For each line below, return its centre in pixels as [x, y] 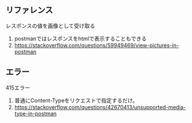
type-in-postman [36, 113]
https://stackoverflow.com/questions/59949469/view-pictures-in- [97, 45]
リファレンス [29, 10]
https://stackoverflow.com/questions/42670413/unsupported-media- [100, 107]
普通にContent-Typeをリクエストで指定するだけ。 [76, 100]
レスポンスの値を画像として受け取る [51, 26]
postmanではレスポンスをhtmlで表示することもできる [80, 38]
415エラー [18, 88]
